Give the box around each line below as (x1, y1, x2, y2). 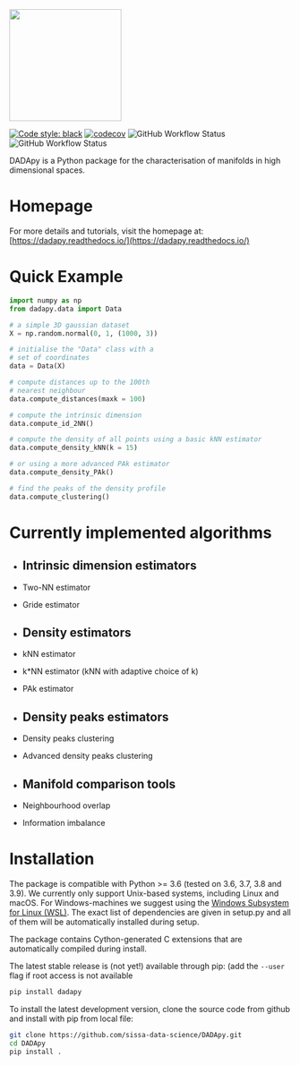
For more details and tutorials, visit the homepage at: (9, 226, 204, 236)
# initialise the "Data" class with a (9, 345, 154, 354)
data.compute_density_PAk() (9, 468, 115, 477)
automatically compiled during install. (9, 943, 148, 954)
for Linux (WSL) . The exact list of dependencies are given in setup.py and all (9, 907, 291, 917)
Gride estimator (21, 599, 81, 609)
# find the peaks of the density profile (9, 483, 167, 493)
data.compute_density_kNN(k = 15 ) (9, 443, 139, 453)
